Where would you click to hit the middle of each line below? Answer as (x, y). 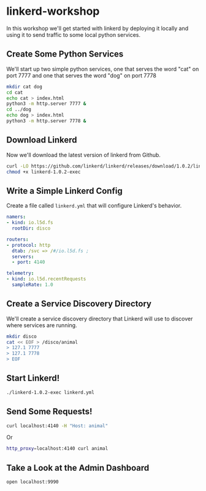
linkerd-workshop (53, 11)
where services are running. (42, 325)
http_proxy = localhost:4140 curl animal (57, 449)
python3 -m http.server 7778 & (46, 121)
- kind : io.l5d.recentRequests (46, 279)
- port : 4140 (29, 262)
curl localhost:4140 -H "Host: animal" (57, 426)
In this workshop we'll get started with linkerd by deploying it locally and (97, 28)
